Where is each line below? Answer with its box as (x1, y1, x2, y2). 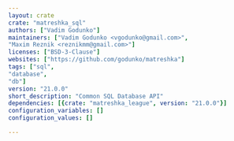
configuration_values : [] (8, 114, 93, 122)
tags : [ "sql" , (8, 63, 55, 71)
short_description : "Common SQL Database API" (8, 92, 164, 100)
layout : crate (8, 11, 55, 20)
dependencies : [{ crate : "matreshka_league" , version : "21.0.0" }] (8, 99, 227, 107)
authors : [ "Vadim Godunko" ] (8, 26, 101, 34)
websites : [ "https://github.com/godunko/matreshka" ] (8, 56, 185, 64)
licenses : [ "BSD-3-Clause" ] (8, 48, 101, 56)
